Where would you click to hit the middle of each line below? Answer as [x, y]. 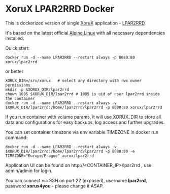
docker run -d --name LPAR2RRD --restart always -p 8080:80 [70, 57]
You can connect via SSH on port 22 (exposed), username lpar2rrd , [76, 180]
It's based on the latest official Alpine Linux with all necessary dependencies [85, 33]
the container [20, 98]
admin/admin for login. [29, 171]
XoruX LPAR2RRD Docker [60, 9]
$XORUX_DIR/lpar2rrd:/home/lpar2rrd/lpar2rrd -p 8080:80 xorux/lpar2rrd [84, 107]
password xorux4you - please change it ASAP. [55, 186]
